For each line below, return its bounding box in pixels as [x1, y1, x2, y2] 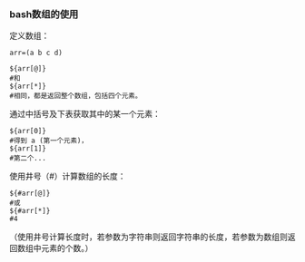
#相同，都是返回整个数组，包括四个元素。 [9, 92, 143, 101]
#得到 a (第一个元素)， [9, 136, 89, 146]
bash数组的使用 [9, 7, 79, 20]
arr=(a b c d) [9, 48, 64, 58]
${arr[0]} [9, 127, 47, 136]
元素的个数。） [40, 243, 93, 254]
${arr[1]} [9, 144, 47, 153]
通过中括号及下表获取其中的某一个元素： [9, 109, 161, 120]
